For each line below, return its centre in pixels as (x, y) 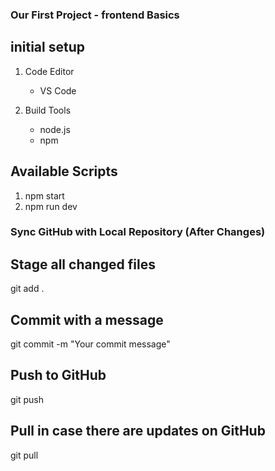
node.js (55, 129)
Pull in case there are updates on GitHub (138, 431)
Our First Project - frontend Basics (95, 15)
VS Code (58, 90)
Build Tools (48, 110)
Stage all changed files (83, 264)
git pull (24, 455)
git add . (27, 289)
